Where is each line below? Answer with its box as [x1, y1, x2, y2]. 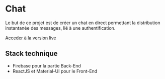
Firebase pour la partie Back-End [12, 62, 81, 68]
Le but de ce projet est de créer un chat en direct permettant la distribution [5, 20, 160, 26]
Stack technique [5, 49, 58, 58]
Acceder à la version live [5, 35, 56, 41]
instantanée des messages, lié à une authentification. [5, 25, 116, 31]
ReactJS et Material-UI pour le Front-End [12, 68, 98, 74]
